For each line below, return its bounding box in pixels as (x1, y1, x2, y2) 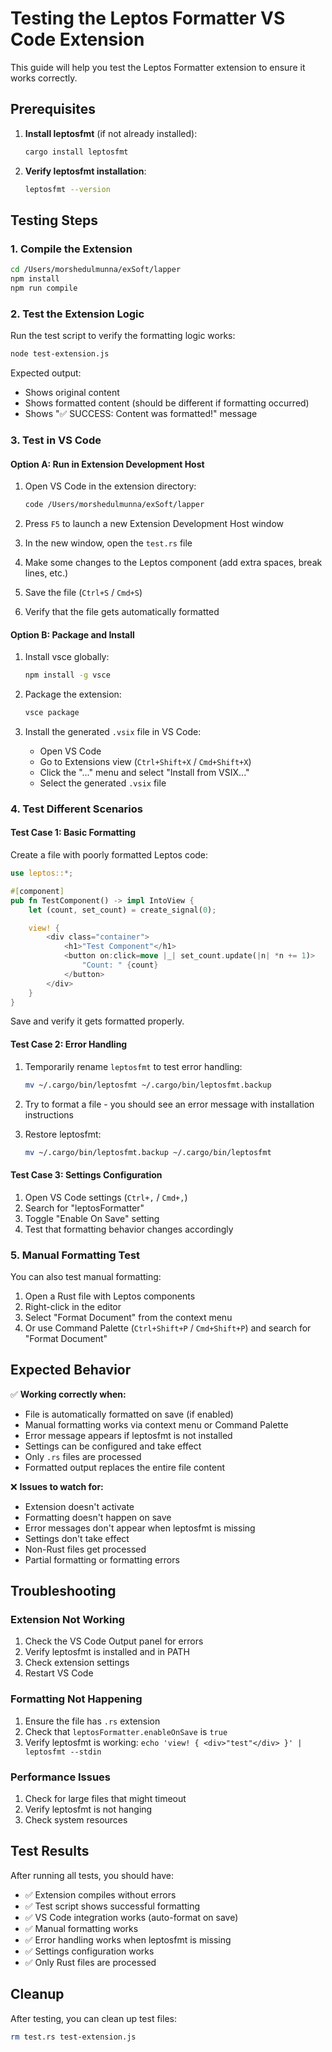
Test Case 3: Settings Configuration (10, 1168, 163, 1181)
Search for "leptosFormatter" (24, 1202, 145, 1214)
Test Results (10, 1843, 90, 1860)
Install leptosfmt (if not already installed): (24, 127, 198, 139)
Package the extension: (24, 688, 122, 701)
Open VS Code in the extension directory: (24, 480, 197, 492)
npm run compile (10, 283, 78, 293)
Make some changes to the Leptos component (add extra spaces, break (24, 556, 323, 568)
